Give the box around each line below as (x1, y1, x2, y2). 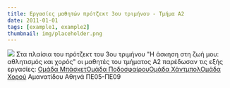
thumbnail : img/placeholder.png (7, 30, 102, 37)
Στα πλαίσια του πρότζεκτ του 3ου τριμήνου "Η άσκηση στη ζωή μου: (16, 50, 219, 58)
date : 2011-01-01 (7, 17, 59, 24)
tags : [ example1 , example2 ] (7, 23, 90, 30)
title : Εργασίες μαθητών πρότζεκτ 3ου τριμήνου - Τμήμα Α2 (7, 10, 185, 18)
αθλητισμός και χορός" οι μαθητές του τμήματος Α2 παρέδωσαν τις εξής (7, 58, 224, 66)
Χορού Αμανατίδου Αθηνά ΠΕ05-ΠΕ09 (7, 73, 121, 81)
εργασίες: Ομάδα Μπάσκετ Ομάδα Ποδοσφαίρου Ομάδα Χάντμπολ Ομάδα (7, 65, 221, 74)
